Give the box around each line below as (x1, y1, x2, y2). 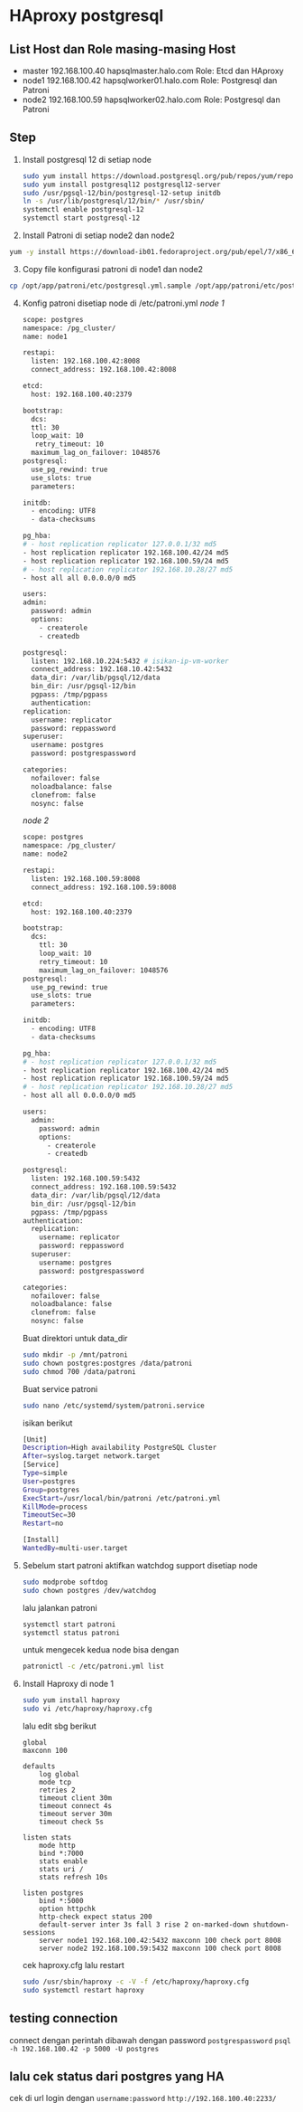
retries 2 (39, 1785, 76, 1795)
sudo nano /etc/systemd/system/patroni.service (22, 1401, 205, 1410)
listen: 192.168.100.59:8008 (31, 874, 141, 883)
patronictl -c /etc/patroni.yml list (22, 1662, 165, 1672)
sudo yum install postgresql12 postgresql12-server (22, 180, 221, 189)
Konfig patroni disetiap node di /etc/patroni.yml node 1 (22, 298, 225, 308)
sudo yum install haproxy (22, 1696, 120, 1705)
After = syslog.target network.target (22, 1452, 161, 1461)
